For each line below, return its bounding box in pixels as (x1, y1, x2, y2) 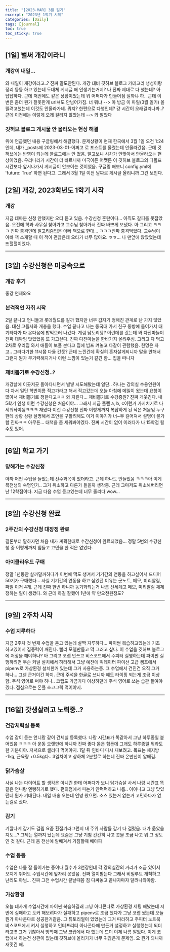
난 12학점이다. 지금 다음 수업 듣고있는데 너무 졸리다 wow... (5, 488, 120, 495)
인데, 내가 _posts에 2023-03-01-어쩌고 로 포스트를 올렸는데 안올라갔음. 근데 (5, 144, 157, 150)
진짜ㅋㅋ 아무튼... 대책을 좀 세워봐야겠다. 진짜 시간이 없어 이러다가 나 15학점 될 (10, 419, 164, 425)
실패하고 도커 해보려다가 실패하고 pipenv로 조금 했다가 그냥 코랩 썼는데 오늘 (14, 910, 164, 916)
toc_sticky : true (5, 31, 42, 36)
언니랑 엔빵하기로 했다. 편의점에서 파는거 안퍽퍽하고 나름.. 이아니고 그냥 (14, 786, 155, 792)
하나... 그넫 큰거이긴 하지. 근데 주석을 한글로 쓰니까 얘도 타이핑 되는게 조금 (5, 672, 151, 678)
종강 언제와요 (5, 290, 31, 297)
